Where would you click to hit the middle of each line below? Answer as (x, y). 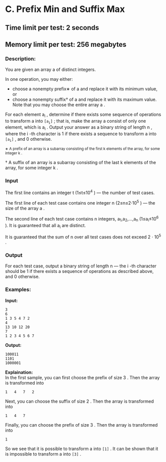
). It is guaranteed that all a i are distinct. (45, 226)
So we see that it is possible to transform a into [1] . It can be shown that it (82, 449)
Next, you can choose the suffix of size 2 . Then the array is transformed (80, 401)
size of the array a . (25, 209)
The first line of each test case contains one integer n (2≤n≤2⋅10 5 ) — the (80, 203)
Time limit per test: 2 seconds (52, 28)
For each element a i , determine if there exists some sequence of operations (83, 115)
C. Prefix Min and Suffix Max (65, 9)
